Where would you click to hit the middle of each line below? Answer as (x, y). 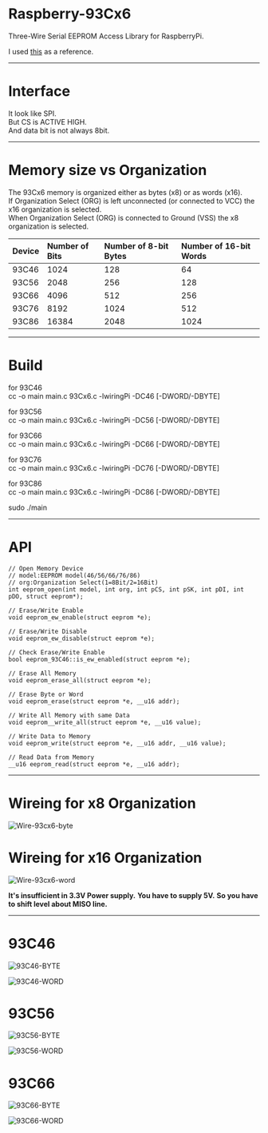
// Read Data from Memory (51, 757)
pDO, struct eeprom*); (46, 596)
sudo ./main (28, 507)
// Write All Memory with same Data (69, 715)
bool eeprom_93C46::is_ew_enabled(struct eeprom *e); (100, 659)
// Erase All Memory (43, 673)
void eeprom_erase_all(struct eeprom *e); (80, 680)
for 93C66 (25, 435)
